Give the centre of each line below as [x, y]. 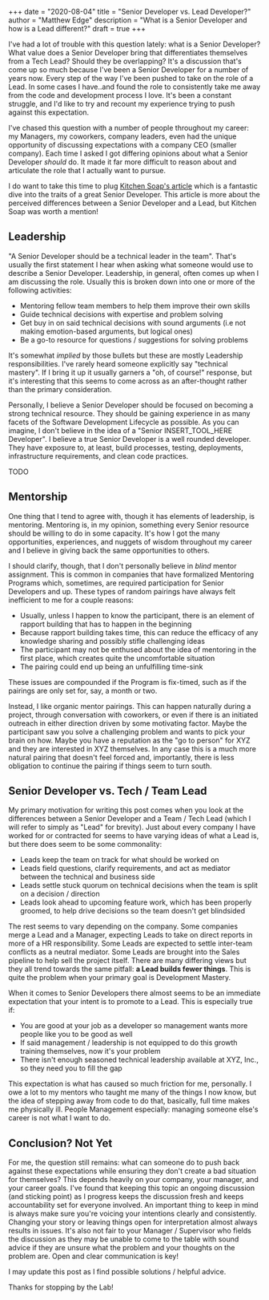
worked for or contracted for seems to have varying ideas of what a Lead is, [134, 836]
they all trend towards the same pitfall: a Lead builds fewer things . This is [130, 969]
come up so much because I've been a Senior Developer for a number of [128, 70]
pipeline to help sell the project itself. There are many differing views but [127, 961]
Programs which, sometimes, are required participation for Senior [116, 583]
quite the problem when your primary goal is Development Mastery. [120, 978]
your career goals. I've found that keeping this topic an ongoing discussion [132, 1188]
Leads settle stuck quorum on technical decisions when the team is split [139, 885]
